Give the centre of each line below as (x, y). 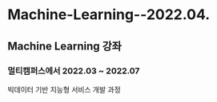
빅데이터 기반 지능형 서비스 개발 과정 (64, 89)
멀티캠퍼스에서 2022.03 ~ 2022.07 (74, 71)
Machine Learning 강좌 (64, 46)
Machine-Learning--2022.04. (108, 15)
